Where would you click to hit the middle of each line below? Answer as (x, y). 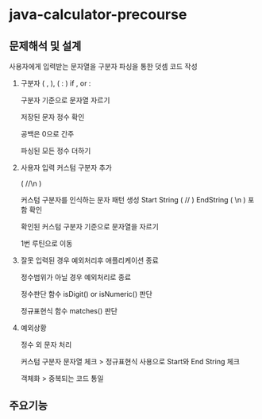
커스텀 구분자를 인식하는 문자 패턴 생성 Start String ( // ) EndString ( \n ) (133, 200)
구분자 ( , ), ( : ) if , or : (56, 83)
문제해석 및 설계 (45, 46)
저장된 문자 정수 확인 (52, 117)
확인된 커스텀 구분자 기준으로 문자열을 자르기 (90, 227)
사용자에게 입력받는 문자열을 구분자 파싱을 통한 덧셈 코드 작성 (103, 66)
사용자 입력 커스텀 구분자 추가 (66, 167)
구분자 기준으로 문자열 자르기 (65, 100)
